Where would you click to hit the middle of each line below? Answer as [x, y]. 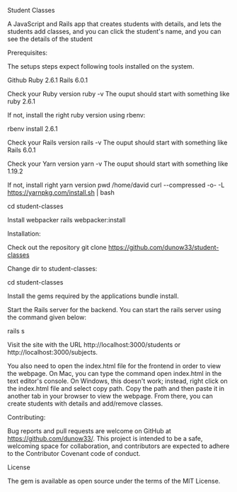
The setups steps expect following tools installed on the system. [101, 66]
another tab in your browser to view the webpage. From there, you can [110, 396]
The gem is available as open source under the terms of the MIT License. [114, 481]
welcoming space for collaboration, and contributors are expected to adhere [118, 446]
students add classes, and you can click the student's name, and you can [114, 32]
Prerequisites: [28, 53]
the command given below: [47, 317]
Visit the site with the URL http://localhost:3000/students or [94, 345]
